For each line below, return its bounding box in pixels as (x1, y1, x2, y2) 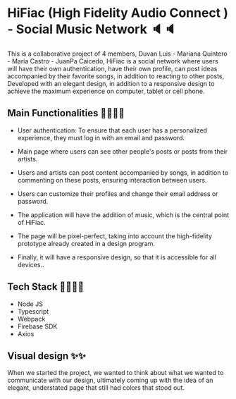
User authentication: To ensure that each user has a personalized (17, 125, 208, 135)
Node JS (17, 300, 44, 308)
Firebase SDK (17, 322, 58, 331)
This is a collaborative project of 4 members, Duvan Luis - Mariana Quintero (7, 49, 228, 58)
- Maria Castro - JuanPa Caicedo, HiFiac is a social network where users (7, 56, 218, 65)
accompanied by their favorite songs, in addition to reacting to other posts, (7, 72, 225, 80)
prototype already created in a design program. (17, 239, 155, 247)
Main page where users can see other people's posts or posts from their (17, 147, 228, 156)
